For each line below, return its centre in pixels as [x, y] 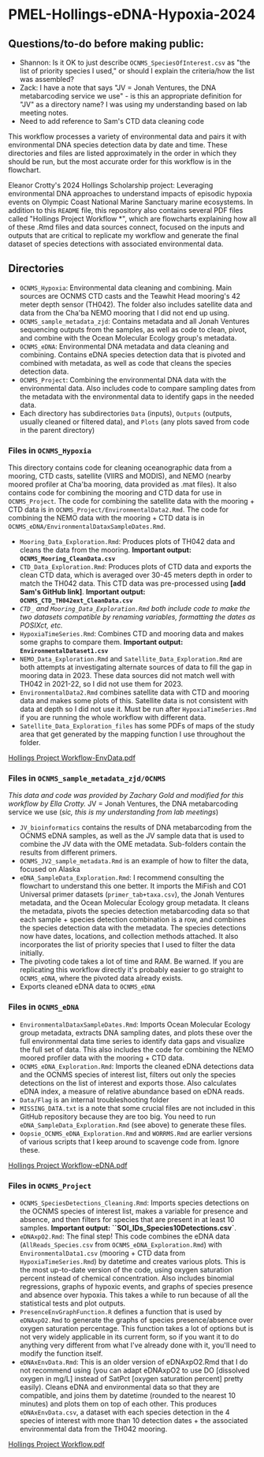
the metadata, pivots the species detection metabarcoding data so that [134, 911]
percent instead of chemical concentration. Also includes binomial [127, 1278]
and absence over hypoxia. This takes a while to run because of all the [134, 1295]
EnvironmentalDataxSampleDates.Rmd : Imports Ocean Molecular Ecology [135, 1024]
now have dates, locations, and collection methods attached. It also [129, 937]
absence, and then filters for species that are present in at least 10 [127, 1219]
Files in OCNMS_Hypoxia [50, 450]
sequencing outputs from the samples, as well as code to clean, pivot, [133, 330]
